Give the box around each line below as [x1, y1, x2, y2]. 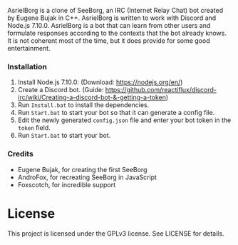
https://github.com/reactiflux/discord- [105, 86, 217, 94]
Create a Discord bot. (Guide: [17, 86, 104, 94]
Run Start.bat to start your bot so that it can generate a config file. [17, 109, 215, 117]
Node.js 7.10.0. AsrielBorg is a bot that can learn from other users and [7, 21, 211, 29]
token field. [17, 124, 51, 132]
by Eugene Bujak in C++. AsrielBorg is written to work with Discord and [7, 14, 217, 22]
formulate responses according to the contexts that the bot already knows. [7, 29, 227, 37]
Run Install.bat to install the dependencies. [17, 101, 150, 109]
